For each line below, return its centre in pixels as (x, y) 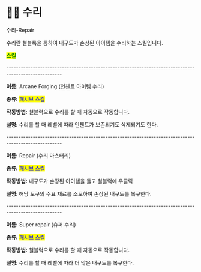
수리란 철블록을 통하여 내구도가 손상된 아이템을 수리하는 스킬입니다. (85, 43)
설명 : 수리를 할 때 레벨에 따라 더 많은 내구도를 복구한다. (70, 262)
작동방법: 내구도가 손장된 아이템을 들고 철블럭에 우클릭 (70, 181)
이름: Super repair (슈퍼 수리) (41, 224)
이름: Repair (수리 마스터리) (38, 155)
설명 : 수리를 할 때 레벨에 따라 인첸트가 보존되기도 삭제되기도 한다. (82, 124)
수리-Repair (20, 30)
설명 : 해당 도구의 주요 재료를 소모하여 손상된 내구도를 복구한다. (79, 193)
